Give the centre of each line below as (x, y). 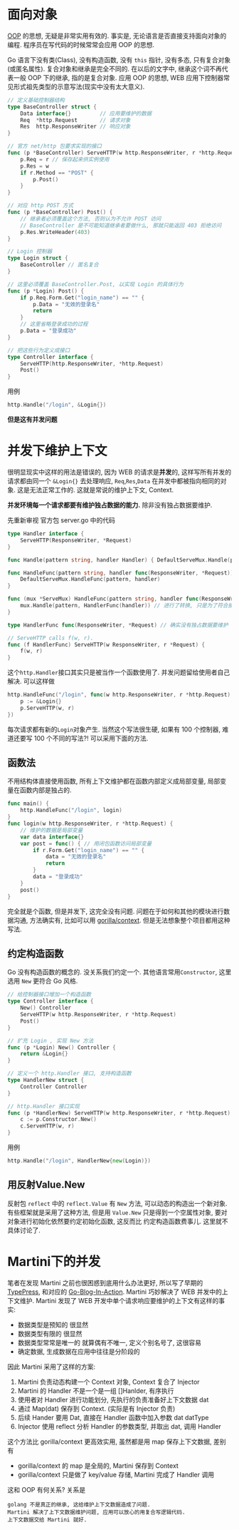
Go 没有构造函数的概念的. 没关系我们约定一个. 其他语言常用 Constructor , (112, 972)
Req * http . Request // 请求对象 (75, 120)
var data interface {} (52, 837)
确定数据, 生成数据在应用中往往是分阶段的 (79, 1351)
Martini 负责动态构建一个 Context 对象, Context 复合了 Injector (109, 1382)
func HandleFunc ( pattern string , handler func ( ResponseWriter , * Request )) (121, 573)
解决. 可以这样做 (31, 682)
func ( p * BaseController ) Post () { (60, 212)
